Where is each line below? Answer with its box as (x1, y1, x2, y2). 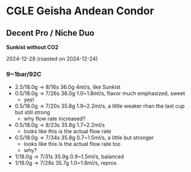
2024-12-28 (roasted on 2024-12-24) (6, 55, 98, 62)
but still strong (14, 109, 51, 116)
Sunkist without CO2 (6, 43, 59, 51)
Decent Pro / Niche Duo (6, 28, 95, 38)
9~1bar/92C (6, 70, 42, 78)
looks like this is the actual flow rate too (23, 140, 121, 148)
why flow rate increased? (23, 115, 86, 123)
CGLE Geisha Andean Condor (6, 4, 155, 18)
